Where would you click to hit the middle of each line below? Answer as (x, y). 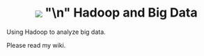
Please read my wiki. (36, 45)
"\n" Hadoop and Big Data (121, 13)
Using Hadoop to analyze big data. (56, 32)
